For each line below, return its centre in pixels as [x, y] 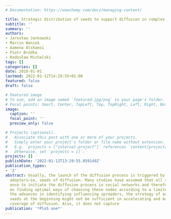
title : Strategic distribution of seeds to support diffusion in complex [85, 19]
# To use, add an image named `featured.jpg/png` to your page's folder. [85, 100]
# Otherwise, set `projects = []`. [45, 152]
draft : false [19, 86]
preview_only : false [32, 124]
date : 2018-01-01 [24, 71]
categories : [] [21, 67]
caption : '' [23, 114]
